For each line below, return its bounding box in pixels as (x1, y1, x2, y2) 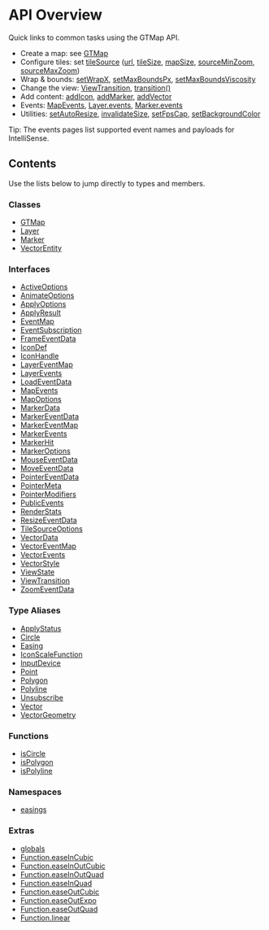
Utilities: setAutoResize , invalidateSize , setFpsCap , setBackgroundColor (20, 108, 261, 119)
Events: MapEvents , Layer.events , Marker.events (20, 100, 183, 110)
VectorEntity (20, 243, 63, 253)
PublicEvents (20, 498, 64, 508)
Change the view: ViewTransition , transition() (20, 83, 171, 93)
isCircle (20, 749, 46, 758)
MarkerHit (20, 438, 54, 448)
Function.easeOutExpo (20, 895, 98, 905)
